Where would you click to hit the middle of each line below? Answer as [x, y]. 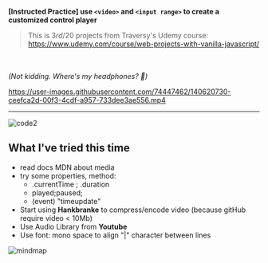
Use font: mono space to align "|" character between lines [115, 235]
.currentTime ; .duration [71, 184]
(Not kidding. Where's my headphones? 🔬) [78, 76]
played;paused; [57, 192]
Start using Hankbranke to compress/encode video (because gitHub [133, 210]
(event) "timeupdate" [66, 201]
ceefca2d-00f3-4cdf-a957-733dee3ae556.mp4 [87, 100]
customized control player [53, 20]
